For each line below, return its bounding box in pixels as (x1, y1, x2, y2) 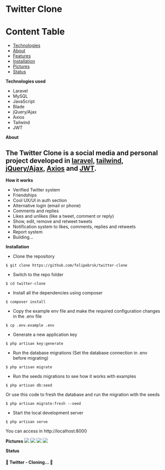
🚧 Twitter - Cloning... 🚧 (5, 459, 53, 465)
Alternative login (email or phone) (12, 202, 81, 208)
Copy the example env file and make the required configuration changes (12, 308, 160, 314)
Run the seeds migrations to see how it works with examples (12, 373, 136, 379)
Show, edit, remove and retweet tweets (12, 218, 93, 224)
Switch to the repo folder (12, 271, 64, 278)
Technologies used (5, 78, 46, 85)
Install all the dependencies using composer (12, 289, 103, 295)
